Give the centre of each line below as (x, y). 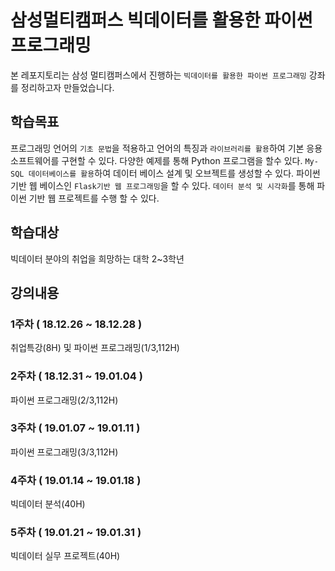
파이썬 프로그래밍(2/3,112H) (64, 400)
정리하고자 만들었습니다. (67, 87)
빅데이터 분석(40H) (48, 504)
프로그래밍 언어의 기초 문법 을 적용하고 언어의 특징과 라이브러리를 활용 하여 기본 (157, 148)
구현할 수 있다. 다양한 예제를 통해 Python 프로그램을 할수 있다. (182, 160)
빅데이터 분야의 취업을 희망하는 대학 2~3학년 (97, 258)
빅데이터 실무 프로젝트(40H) (65, 556)
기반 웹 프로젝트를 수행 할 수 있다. (94, 198)
